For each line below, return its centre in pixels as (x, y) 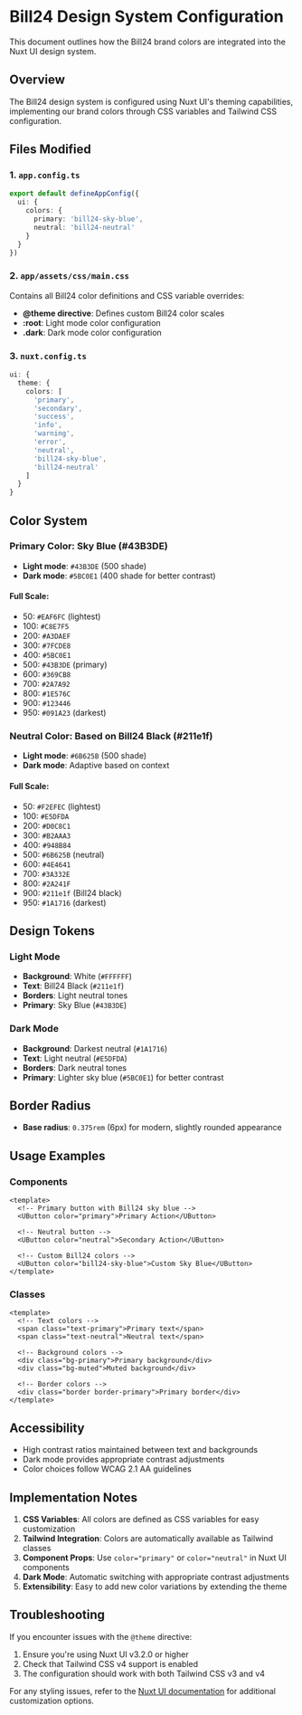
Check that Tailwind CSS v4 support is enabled (110, 1663)
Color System (48, 521)
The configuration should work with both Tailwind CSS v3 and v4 (143, 1673)
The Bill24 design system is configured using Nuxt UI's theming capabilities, (151, 101)
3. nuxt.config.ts (48, 356)
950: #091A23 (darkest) (64, 713)
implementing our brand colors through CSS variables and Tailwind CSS (143, 111)
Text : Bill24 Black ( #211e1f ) (73, 986)
